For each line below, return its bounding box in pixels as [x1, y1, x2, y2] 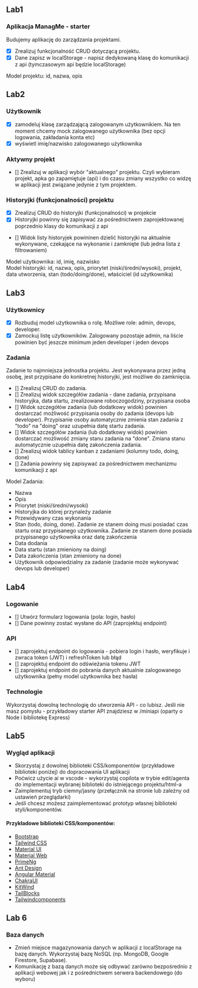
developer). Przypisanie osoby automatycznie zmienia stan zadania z [14, 416, 184, 423]
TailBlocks [14, 889, 40, 896]
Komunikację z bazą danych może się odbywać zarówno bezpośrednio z [14, 963, 192, 970]
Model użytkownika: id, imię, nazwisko [6, 258, 100, 265]
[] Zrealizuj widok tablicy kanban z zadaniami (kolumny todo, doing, [14, 448, 180, 455]
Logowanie [6, 600, 39, 608]
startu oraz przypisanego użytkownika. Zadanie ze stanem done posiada [14, 527, 192, 535]
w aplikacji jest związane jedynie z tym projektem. [14, 181, 137, 188]
